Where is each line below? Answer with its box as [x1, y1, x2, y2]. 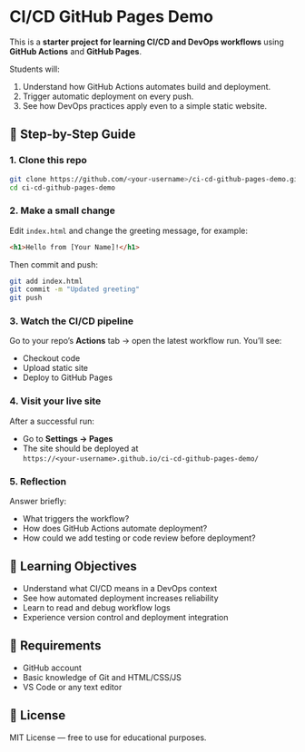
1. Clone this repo [9, 154, 88, 167]
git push [9, 293, 43, 303]
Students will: [9, 63, 61, 74]
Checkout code [22, 353, 81, 364]
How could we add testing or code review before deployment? [22, 532, 256, 543]
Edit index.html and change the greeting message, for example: [9, 225, 248, 236]
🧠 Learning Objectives [9, 559, 138, 574]
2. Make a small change [9, 204, 115, 217]
